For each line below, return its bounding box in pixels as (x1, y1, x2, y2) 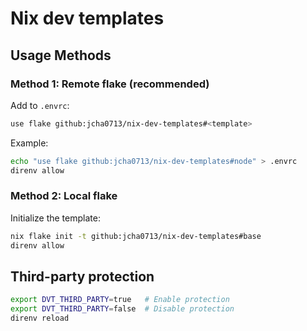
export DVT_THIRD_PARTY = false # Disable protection (10, 304, 235, 314)
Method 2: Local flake (10, 189, 118, 203)
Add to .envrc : (10, 99, 70, 111)
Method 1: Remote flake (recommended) (10, 77, 210, 91)
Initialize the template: (10, 212, 101, 224)
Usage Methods (10, 47, 112, 64)
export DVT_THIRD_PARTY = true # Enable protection (10, 295, 230, 305)
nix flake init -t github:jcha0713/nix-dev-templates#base (10, 231, 262, 241)
